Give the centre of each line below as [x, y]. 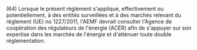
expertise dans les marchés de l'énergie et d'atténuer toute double [89, 34]
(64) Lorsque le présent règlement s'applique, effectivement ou [85, 9]
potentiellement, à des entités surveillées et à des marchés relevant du [94, 15]
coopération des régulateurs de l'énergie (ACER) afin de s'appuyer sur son [99, 28]
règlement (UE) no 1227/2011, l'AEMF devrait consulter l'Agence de [89, 21]
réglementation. [26, 41]
